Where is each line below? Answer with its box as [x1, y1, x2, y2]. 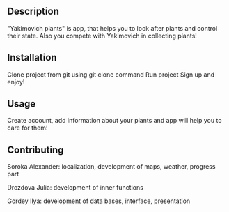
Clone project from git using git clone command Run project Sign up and [7, 70, 215, 79]
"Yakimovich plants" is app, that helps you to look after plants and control [7, 24, 218, 32]
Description [7, 6, 59, 17]
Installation [7, 52, 57, 63]
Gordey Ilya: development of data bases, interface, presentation [7, 197, 191, 205]
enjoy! [7, 77, 25, 86]
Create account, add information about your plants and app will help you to [7, 116, 222, 125]
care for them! [7, 123, 48, 132]
